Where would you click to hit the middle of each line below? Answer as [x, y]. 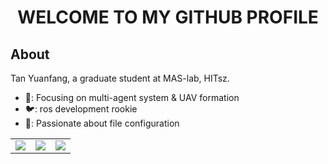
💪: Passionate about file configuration [102, 123]
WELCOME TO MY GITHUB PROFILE [168, 17]
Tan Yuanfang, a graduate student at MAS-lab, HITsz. [120, 78]
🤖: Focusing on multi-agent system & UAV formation [132, 97]
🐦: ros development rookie [81, 109]
